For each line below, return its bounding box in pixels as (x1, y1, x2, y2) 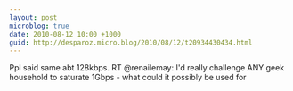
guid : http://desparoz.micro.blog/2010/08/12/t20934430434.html (9, 37, 253, 47)
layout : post (9, 12, 58, 22)
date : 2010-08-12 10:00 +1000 (9, 29, 122, 38)
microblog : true (9, 21, 69, 30)
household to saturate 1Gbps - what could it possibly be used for (9, 72, 247, 83)
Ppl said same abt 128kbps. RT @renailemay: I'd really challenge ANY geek (9, 62, 285, 73)
